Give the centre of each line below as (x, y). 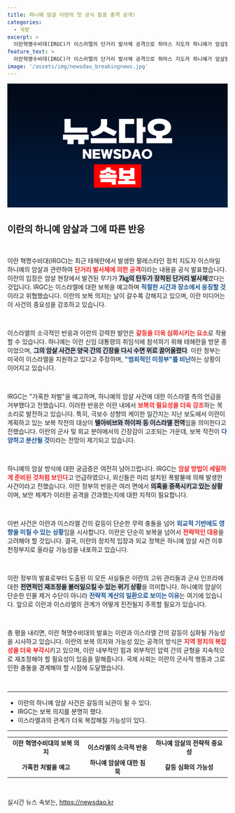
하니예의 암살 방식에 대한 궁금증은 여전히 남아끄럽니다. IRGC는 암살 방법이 (108, 468)
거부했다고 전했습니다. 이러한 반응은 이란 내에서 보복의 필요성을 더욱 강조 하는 (111, 405)
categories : (24, 22)
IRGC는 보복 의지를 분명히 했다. (60, 711)
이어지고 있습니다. (32, 368)
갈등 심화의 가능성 (189, 767)
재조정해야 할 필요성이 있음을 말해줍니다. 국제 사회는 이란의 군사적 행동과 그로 (120, 659)
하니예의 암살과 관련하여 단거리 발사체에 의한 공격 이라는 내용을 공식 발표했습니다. (117, 270)
